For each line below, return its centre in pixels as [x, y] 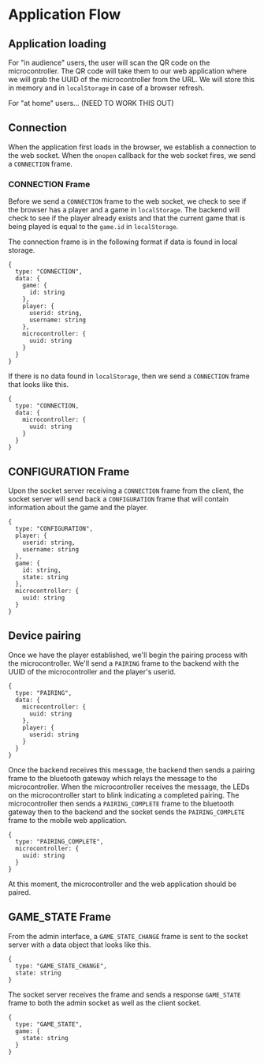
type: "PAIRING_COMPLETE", [59, 841]
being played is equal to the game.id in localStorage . [93, 227]
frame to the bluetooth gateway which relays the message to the [113, 778]
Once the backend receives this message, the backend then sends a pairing [132, 770]
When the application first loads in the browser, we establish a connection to [132, 147]
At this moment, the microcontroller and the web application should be [123, 884]
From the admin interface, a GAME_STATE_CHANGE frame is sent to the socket [128, 936]
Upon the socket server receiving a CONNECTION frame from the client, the [126, 490]
